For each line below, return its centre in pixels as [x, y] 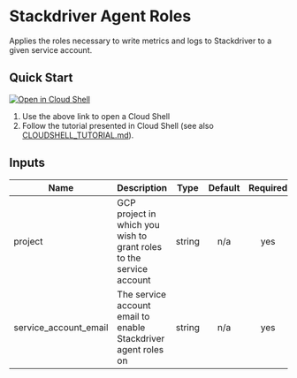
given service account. [51, 49]
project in [137, 214]
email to [133, 316]
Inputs [27, 163]
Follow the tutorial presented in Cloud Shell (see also [118, 125]
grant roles [139, 246]
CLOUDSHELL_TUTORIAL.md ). [78, 135]
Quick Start [41, 78]
